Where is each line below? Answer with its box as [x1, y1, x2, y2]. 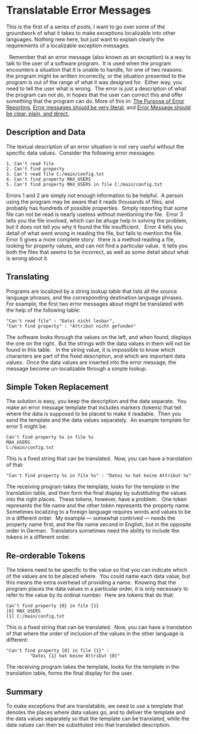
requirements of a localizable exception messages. [6, 42, 130, 49]
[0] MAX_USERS [6, 608, 41, 614]
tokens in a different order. [6, 533, 71, 540]
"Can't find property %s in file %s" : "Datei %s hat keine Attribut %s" [6, 473, 192, 479]
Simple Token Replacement [6, 382, 109, 392]
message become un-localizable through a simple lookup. [6, 365, 148, 372]
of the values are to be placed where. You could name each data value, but [6, 572, 190, 580]
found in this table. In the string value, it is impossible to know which [6, 346, 176, 353]
